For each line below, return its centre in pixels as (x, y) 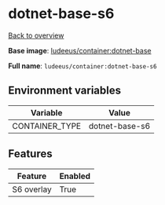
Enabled (75, 176)
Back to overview (36, 35)
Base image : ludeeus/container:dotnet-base (80, 50)
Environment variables (65, 91)
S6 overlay (32, 189)
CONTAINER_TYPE (46, 126)
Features (30, 154)
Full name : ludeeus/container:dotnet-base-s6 (82, 66)
